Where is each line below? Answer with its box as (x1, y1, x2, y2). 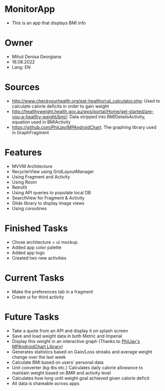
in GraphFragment (11, 129, 49, 135)
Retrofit (11, 184, 27, 190)
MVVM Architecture (11, 163, 53, 169)
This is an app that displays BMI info (11, 20, 86, 26)
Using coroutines (11, 205, 47, 211)
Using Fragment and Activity (11, 173, 70, 179)
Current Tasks (4, 272, 64, 283)
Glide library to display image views (11, 200, 85, 206)
